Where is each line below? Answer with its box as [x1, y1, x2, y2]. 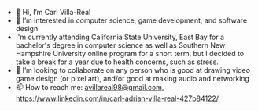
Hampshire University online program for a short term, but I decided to [15, 49, 245, 58]
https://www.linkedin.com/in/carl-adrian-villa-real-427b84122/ [15, 94, 219, 103]
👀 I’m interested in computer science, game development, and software [15, 16, 248, 25]
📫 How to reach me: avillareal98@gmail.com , [15, 83, 164, 91]
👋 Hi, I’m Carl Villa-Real [15, 8, 91, 16]
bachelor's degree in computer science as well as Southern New [15, 41, 226, 50]
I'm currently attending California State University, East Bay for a [15, 32, 225, 41]
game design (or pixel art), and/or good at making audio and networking [15, 74, 250, 83]
